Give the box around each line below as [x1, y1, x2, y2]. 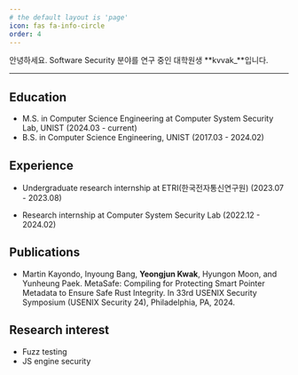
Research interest [9, 323, 109, 338]
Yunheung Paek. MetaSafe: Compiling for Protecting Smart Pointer [21, 277, 265, 289]
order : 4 [9, 29, 42, 38]
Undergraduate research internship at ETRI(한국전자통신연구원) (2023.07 [21, 183, 285, 193]
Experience [9, 157, 74, 173]
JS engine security [21, 355, 91, 366]
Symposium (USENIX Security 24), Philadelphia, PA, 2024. [21, 297, 236, 307]
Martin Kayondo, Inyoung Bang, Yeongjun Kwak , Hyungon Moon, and [21, 268, 278, 279]
